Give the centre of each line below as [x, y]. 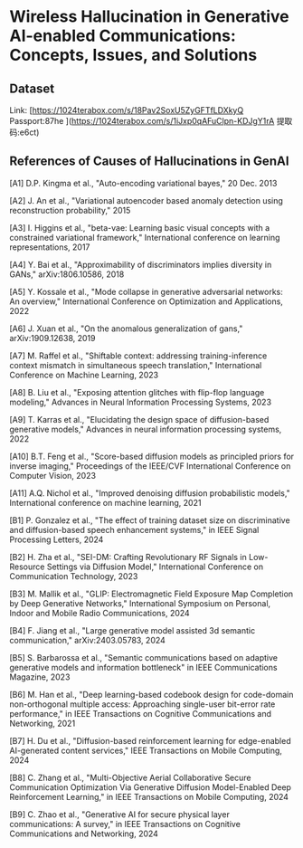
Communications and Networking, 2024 [84, 834]
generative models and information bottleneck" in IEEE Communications [143, 667]
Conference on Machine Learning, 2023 [84, 375]
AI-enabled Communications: [123, 36]
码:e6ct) [24, 132]
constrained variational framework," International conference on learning [145, 237]
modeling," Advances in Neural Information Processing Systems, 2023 [141, 402]
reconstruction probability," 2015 [70, 210]
